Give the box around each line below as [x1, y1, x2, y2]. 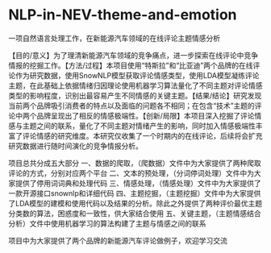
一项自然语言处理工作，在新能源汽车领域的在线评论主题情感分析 [8, 33, 220, 43]
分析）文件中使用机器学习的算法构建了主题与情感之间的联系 [8, 218, 206, 228]
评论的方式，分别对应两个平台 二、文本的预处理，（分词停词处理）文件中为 [8, 168, 254, 178]
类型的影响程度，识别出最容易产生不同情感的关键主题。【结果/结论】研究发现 [8, 90, 262, 100]
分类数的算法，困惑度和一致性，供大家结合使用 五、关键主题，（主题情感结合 [8, 208, 261, 218]
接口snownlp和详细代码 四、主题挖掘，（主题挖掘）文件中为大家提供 [35, 188, 261, 198]
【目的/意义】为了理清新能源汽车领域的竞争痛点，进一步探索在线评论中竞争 [8, 50, 259, 60]
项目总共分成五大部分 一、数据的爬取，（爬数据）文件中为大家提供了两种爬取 [8, 158, 261, 168]
